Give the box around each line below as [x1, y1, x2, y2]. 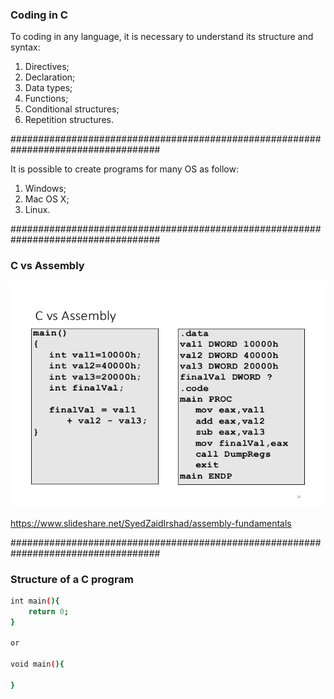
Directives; [24, 61, 70, 73]
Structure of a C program [10, 572, 134, 586]
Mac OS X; [24, 193, 70, 205]
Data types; [24, 82, 73, 94]
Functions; [24, 93, 69, 105]
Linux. [24, 204, 51, 216]
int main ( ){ [10, 596, 60, 606]
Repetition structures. [24, 114, 115, 126]
